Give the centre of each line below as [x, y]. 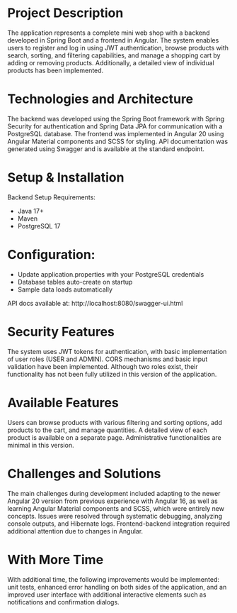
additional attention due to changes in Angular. [75, 531]
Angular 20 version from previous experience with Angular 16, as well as [112, 501]
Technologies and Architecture [100, 99]
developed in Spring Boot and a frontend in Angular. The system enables [113, 40]
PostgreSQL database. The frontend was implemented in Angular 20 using [116, 133]
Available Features [63, 403]
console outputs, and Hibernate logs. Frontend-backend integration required [119, 524]
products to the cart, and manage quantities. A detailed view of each [107, 430]
